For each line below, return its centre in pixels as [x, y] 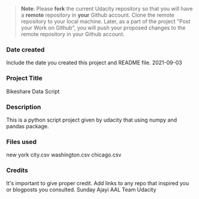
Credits [17, 170]
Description [24, 107]
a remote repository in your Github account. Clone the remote [98, 15]
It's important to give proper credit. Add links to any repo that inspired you [98, 183]
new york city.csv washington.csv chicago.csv [64, 155]
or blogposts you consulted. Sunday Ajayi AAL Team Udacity [82, 190]
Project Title [25, 79]
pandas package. [28, 126]
